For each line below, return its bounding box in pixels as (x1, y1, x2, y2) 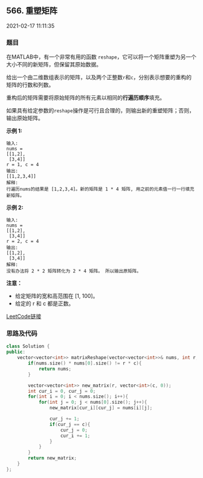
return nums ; (38, 366, 71, 372)
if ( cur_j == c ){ (49, 421, 91, 427)
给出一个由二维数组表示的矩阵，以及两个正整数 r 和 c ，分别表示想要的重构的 (6, 74, 192, 81)
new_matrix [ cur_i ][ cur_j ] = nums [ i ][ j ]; (49, 405, 153, 411)
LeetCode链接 (6, 313, 42, 320)
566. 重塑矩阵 (6, 5, 58, 16)
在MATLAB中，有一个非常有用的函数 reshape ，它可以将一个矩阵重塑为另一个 (6, 53, 196, 60)
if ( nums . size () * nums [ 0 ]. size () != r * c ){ (28, 360, 142, 367)
